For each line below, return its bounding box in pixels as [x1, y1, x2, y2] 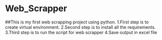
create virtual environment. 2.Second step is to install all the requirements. [5, 24, 156, 30]
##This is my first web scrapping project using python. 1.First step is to [5, 19, 149, 25]
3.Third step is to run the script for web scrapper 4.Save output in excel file [5, 29, 158, 35]
